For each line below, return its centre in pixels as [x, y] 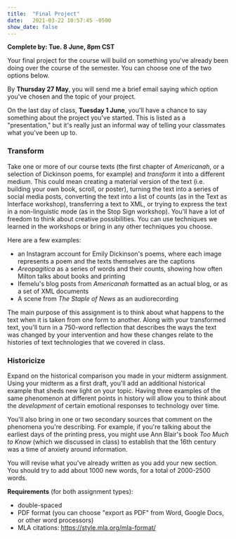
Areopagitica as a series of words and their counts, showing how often [120, 268]
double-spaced [40, 505]
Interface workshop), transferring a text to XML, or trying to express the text [117, 204]
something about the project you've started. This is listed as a [97, 118]
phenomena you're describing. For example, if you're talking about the [109, 426]
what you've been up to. [42, 133]
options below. [28, 75]
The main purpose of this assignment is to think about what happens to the [116, 312]
